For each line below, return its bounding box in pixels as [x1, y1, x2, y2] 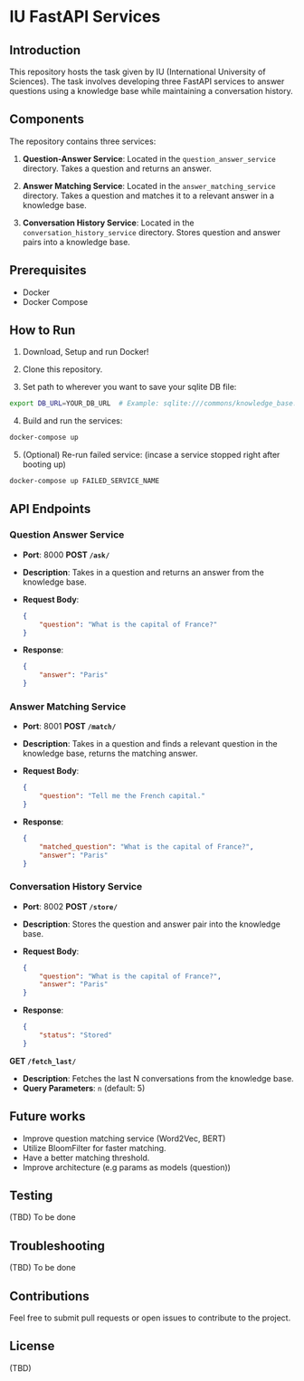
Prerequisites [9, 262, 87, 278]
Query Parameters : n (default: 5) [22, 1082, 146, 1093]
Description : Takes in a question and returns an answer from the [22, 567, 264, 577]
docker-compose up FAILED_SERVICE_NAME [9, 477, 160, 486]
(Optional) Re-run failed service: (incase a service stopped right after [22, 450, 280, 461]
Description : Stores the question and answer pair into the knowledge [22, 919, 280, 929]
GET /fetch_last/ [9, 1055, 77, 1066]
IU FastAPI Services [9, 6, 161, 27]
